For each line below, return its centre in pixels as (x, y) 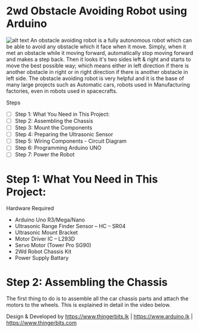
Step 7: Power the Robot (45, 155)
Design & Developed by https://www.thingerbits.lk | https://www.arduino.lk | (99, 316)
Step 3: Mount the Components (53, 128)
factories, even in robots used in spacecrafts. (62, 91)
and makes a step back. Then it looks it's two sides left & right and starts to (99, 59)
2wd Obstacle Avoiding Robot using (97, 11)
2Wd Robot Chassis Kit (43, 251)
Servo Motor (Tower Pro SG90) (53, 245)
